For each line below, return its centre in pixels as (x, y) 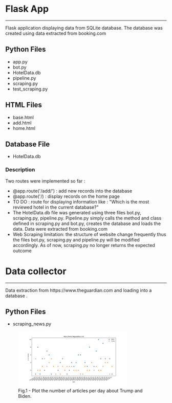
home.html (24, 128)
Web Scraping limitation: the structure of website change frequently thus (89, 234)
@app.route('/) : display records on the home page (66, 196)
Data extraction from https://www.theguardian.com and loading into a (79, 290)
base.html (23, 117)
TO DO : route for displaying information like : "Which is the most (81, 201)
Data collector (36, 271)
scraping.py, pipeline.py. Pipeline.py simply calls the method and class (87, 218)
